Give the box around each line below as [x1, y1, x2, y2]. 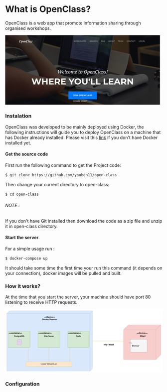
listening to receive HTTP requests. [5, 299, 78, 305]
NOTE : [5, 203, 20, 209]
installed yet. [5, 139, 31, 145]
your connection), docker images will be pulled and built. [5, 270, 122, 276]
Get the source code [5, 151, 48, 157]
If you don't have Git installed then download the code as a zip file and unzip [5, 218, 163, 224]
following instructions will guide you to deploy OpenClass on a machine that [5, 129, 161, 135]
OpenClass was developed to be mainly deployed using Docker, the [5, 124, 144, 130]
